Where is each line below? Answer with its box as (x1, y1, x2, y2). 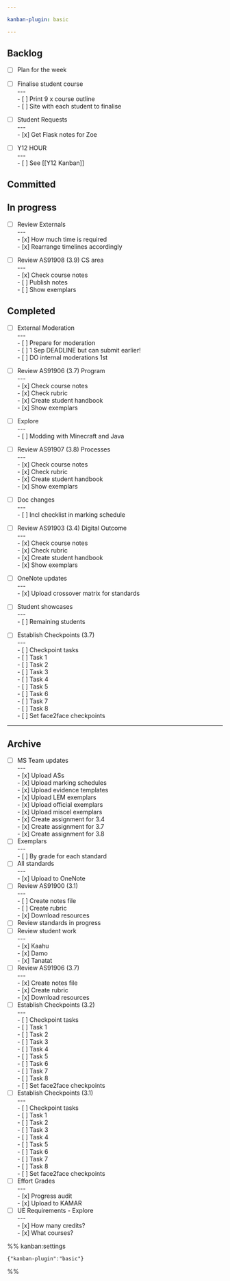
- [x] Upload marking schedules (16, 779, 107, 787)
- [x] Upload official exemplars (16, 801, 103, 809)
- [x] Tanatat (16, 956, 53, 964)
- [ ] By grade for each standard (16, 852, 107, 860)
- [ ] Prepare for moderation (16, 338, 96, 347)
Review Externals (16, 220, 66, 228)
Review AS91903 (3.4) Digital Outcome (16, 524, 127, 533)
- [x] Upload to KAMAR (16, 1199, 82, 1207)
